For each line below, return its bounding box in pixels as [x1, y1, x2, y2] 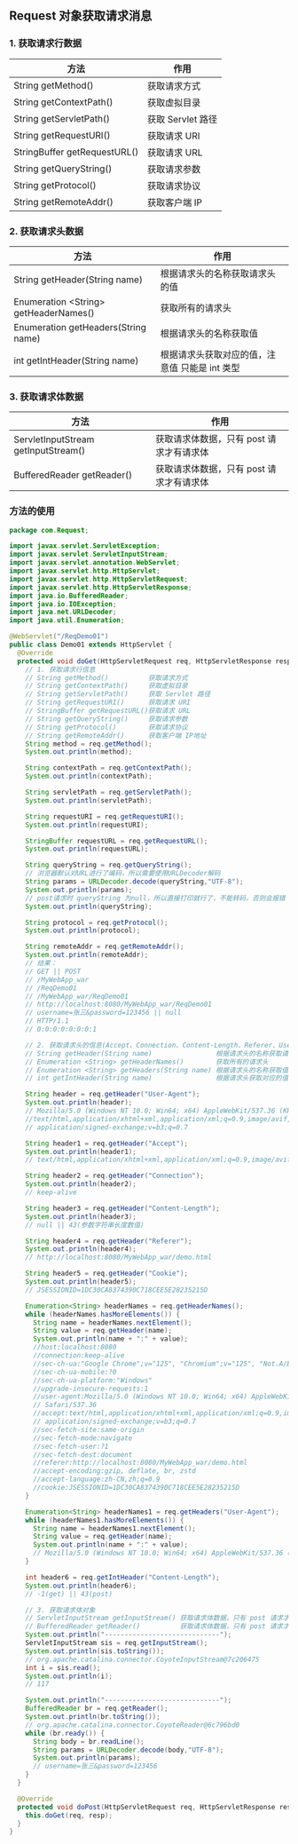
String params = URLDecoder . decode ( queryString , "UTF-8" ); [25, 877, 244, 886]
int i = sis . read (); [25, 1663, 101, 1672]
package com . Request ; [9, 526, 90, 534]
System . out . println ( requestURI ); [25, 820, 149, 829]
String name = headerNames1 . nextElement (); [32, 1523, 197, 1533]
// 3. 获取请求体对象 [25, 1605, 96, 1614]
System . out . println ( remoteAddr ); [25, 951, 149, 960]
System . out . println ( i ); [25, 1672, 114, 1681]
